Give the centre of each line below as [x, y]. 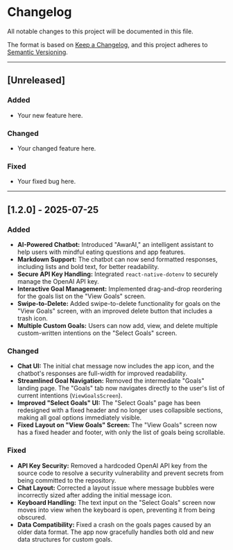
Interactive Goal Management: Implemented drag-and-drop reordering [119, 289]
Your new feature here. [50, 115]
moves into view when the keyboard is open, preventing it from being [116, 510]
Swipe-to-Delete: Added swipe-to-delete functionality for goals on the [119, 303]
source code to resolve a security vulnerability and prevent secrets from [120, 473]
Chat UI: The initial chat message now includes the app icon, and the [116, 366]
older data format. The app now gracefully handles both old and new [115, 532]
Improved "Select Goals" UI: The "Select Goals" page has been [109, 403]
